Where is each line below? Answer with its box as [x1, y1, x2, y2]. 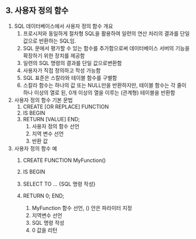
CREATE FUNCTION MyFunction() [23, 156, 106, 164]
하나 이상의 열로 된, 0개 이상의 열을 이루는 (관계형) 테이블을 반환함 [23, 89, 175, 96]
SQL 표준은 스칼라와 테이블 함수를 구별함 [23, 74, 117, 81]
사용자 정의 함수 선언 [31, 122, 80, 130]
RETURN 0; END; [23, 192, 65, 199]
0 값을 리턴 [31, 227, 57, 234]
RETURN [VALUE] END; [23, 115, 81, 122]
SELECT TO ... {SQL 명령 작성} [23, 180, 96, 188]
